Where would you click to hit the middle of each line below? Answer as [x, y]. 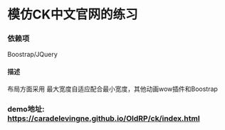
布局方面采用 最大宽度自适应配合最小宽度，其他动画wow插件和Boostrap [113, 89]
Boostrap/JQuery [33, 55]
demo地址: [26, 109]
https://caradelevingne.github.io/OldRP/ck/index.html [104, 118]
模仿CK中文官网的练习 [73, 15]
